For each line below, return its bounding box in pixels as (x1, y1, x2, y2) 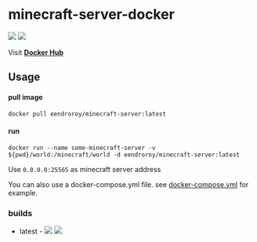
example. (8, 188, 38, 197)
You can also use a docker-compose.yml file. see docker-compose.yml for (8, 179, 249, 189)
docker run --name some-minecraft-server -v (8, 144, 156, 152)
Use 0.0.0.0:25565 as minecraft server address (8, 164, 161, 174)
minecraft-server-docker (8, 5, 175, 24)
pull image (8, 92, 43, 101)
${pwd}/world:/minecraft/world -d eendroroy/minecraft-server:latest (8, 151, 241, 159)
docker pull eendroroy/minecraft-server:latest (8, 110, 167, 118)
